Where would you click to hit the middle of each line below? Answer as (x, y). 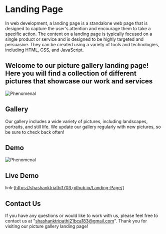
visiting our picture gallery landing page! (47, 226)
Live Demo (22, 176)
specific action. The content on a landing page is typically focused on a (79, 34)
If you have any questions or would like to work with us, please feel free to (82, 215)
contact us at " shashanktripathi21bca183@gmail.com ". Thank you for (76, 221)
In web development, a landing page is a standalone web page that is (76, 23)
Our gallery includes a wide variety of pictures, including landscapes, (76, 121)
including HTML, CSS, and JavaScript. (44, 50)
